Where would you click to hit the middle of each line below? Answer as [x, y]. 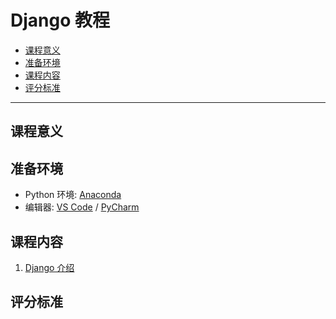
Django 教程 [60, 20]
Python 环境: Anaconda [73, 195]
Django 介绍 [49, 267]
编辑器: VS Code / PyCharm [82, 207]
